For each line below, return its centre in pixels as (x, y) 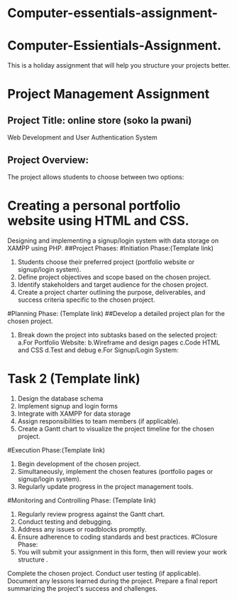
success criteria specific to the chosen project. (86, 300)
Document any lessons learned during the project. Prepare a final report (112, 581)
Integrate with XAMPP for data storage (74, 414)
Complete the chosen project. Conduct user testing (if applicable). (104, 573)
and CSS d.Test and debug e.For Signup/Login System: (98, 349)
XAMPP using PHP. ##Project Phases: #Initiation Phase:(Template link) (111, 248)
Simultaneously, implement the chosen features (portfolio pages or (115, 471)
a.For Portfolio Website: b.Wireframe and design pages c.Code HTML (119, 342)
